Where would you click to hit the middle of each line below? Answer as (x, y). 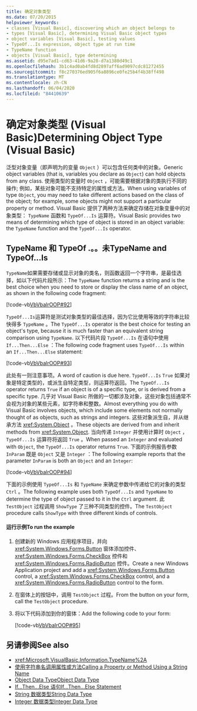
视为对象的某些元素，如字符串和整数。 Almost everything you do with (94, 404)
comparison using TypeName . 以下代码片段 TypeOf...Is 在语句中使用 (87, 338)
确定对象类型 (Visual (56, 125)
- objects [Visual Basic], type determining (61, 55)
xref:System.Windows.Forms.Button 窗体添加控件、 (77, 548)
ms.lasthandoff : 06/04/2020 (41, 88)
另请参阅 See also (38, 645)
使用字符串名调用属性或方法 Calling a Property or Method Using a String (101, 667)
